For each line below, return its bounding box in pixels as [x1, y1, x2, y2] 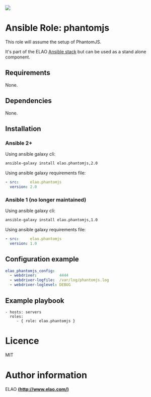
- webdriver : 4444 [10, 273, 69, 278]
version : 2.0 [10, 184, 37, 189]
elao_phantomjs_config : [5, 268, 55, 274]
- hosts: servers [5, 309, 42, 314]
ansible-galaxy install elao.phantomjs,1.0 [5, 218, 98, 223]
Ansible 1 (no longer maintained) [5, 196, 87, 203]
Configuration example [5, 255, 79, 263]
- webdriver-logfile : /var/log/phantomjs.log [10, 278, 109, 283]
